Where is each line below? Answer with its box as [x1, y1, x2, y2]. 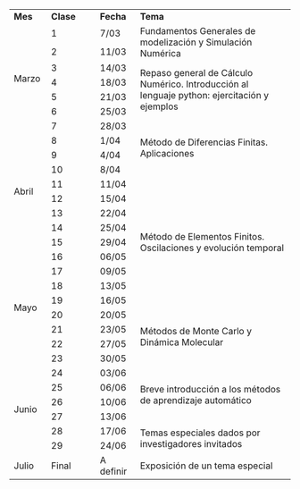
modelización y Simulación [139, 36, 253, 48]
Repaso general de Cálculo [139, 67, 254, 79]
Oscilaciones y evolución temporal [139, 241, 284, 254]
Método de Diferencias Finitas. [139, 136, 268, 148]
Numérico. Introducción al [139, 78, 249, 90]
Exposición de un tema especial [139, 459, 273, 472]
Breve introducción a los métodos [139, 384, 281, 395]
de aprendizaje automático [139, 394, 252, 406]
